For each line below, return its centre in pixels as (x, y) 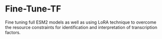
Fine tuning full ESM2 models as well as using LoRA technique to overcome (81, 22)
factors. (13, 32)
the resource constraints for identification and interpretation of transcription (81, 27)
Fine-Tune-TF (33, 9)
